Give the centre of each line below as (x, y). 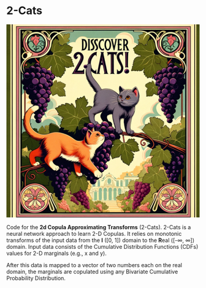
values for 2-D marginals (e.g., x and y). (57, 253)
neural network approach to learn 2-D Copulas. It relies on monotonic (94, 233)
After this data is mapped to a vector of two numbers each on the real (94, 265)
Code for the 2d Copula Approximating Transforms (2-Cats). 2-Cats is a (99, 227)
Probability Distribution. (36, 278)
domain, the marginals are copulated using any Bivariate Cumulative (92, 271)
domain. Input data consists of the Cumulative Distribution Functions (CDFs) (102, 246)
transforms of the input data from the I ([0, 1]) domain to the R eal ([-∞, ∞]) (101, 240)
